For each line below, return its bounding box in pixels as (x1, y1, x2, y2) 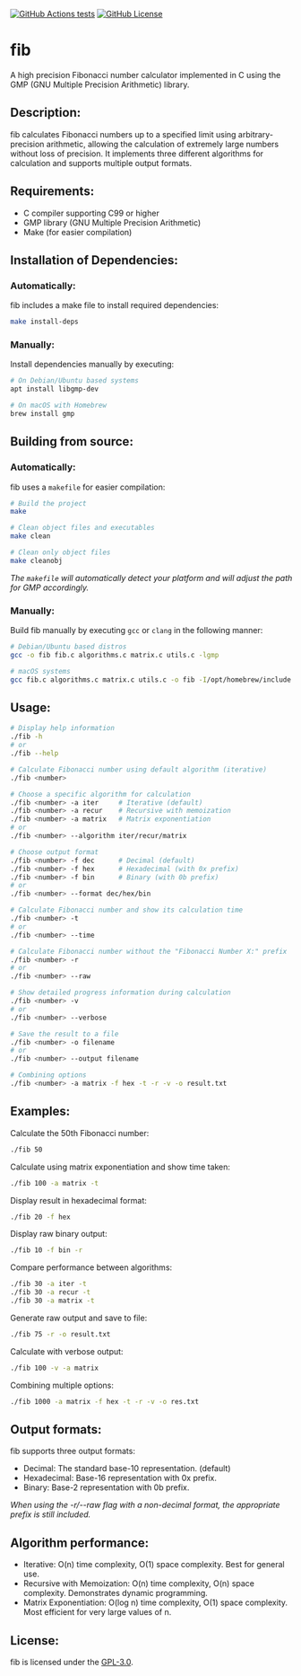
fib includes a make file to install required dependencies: (10, 300, 219, 311)
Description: (10, 105, 82, 120)
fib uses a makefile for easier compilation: (10, 481, 166, 492)
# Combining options (10, 1071, 88, 1080)
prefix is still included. (10, 1509, 91, 1520)
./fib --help (10, 749, 59, 758)
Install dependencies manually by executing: (10, 359, 175, 370)
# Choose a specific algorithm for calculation (10, 789, 192, 798)
